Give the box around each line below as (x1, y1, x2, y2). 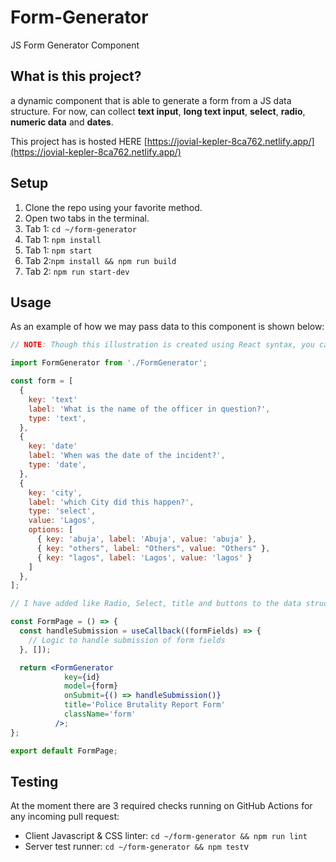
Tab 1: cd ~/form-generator (24, 222, 137, 235)
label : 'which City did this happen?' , (28, 497, 195, 507)
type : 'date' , (28, 460, 87, 470)
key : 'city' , (28, 487, 83, 498)
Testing (10, 773, 59, 790)
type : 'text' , (28, 413, 87, 423)
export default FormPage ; (10, 746, 118, 756)
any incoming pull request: (10, 811, 120, 823)
